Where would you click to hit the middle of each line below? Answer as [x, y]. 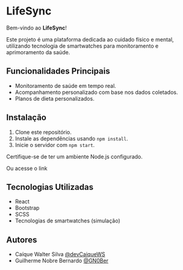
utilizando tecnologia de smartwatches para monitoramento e [82, 46]
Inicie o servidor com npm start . [55, 145]
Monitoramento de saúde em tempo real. [65, 86]
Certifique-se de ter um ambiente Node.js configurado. [75, 156]
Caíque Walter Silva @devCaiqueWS [60, 254]
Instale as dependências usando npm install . [71, 138]
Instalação [26, 118]
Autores [22, 240]
